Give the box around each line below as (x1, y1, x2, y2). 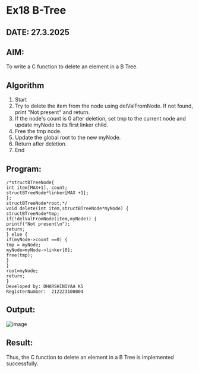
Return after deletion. (14, 140, 67, 147)
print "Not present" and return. (14, 109, 90, 116)
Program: (6, 164, 42, 174)
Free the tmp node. (14, 128, 62, 135)
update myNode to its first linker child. (14, 121, 109, 128)
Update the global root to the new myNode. (14, 134, 121, 141)
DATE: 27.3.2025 (6, 27, 70, 37)
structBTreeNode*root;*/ (6, 200, 68, 207)
